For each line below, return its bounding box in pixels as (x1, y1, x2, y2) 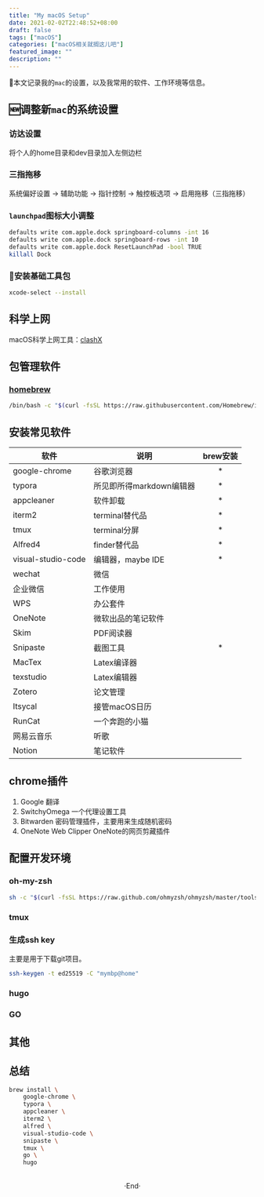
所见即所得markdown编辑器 (93, 480, 196, 491)
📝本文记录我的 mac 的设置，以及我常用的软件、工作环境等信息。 (9, 78, 210, 87)
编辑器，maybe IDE (93, 554, 165, 565)
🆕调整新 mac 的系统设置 (9, 103, 119, 116)
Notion (13, 745, 38, 756)
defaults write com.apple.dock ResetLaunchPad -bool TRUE (9, 243, 202, 251)
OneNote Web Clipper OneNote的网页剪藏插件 (20, 826, 171, 836)
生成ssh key (9, 935, 56, 946)
